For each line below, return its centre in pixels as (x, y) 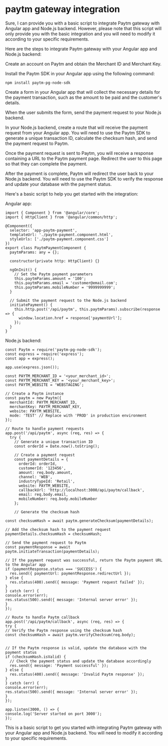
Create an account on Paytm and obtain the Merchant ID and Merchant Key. (83, 64)
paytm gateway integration (63, 9)
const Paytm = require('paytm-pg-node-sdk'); (53, 349)
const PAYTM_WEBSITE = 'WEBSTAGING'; (45, 385)
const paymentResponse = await (38, 547)
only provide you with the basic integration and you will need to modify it (80, 34)
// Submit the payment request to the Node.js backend (68, 300)
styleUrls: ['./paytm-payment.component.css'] (59, 239)
